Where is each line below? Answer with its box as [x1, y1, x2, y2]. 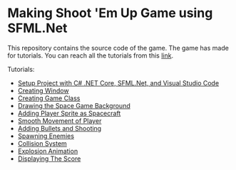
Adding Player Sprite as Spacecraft [17, 109, 121, 117]
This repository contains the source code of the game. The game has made [7, 43, 230, 52]
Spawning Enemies [17, 132, 75, 140]
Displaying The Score [17, 154, 81, 163]
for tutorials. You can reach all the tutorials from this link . [7, 51, 173, 60]
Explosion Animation [17, 147, 78, 155]
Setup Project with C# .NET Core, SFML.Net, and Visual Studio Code [17, 78, 220, 87]
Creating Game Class [17, 94, 81, 102]
